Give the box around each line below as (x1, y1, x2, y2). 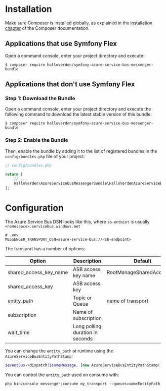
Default (133, 258, 152, 265)
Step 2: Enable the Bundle (5, 137, 68, 144)
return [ (5, 172, 23, 177)
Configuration (5, 202, 64, 214)
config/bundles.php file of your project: (5, 153, 85, 159)
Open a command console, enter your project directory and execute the (5, 106, 151, 112)
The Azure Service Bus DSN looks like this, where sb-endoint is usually (5, 219, 150, 225)
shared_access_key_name (7, 269, 68, 276)
